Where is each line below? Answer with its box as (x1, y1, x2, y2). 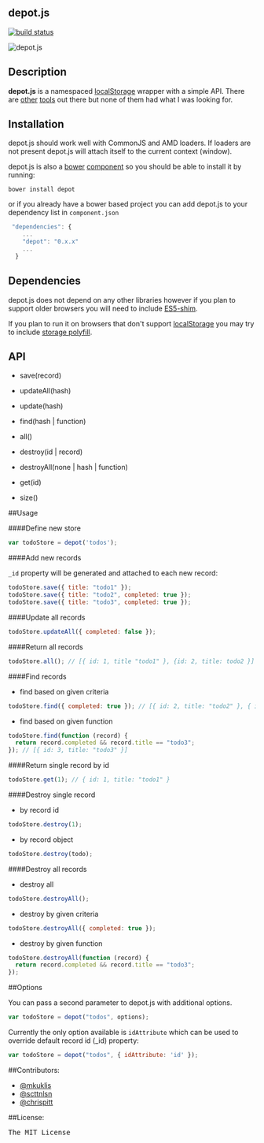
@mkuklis (19, 1080, 52, 1090)
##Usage (8, 508, 38, 518)
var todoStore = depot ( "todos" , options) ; (8, 1013, 149, 1022)
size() (19, 493, 38, 503)
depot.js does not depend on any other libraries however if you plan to (8, 295, 236, 304)
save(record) (19, 370, 62, 381)
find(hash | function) (19, 417, 86, 426)
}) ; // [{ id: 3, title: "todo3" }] (8, 746, 128, 754)
